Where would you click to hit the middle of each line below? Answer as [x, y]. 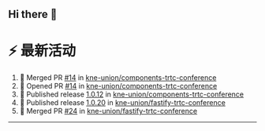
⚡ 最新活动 [42, 51]
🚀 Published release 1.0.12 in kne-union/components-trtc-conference [132, 94]
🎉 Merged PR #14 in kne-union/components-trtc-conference [118, 78]
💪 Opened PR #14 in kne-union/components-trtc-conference [118, 86]
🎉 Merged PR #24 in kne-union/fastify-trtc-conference [108, 111]
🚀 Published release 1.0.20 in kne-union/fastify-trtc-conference [123, 103]
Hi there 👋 [33, 15]
